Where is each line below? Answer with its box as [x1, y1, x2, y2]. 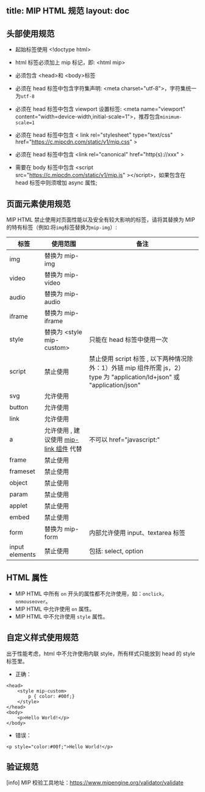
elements [9, 550, 36, 559]
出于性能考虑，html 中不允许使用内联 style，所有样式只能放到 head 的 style [6, 650, 195, 657]
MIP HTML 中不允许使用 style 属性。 [15, 612, 109, 620]
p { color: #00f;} [28, 693, 75, 699]
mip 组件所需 [124, 364, 162, 372]
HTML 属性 [6, 573, 48, 583]
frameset [9, 467, 35, 476]
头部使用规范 [6, 28, 55, 38]
